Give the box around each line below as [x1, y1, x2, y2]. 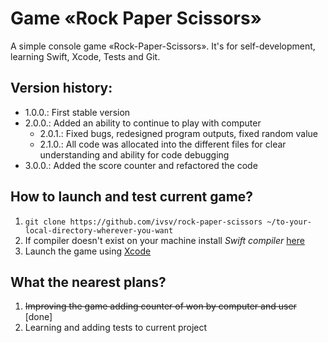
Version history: [10, 80, 113, 97]
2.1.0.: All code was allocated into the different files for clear [39, 138, 287, 150]
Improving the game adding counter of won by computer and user [24, 300, 297, 312]
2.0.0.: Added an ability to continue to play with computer [24, 117, 262, 129]
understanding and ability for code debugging [39, 148, 230, 161]
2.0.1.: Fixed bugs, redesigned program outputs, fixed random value [39, 127, 318, 139]
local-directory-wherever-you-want [24, 225, 174, 236]
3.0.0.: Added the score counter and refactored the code [24, 159, 258, 171]
